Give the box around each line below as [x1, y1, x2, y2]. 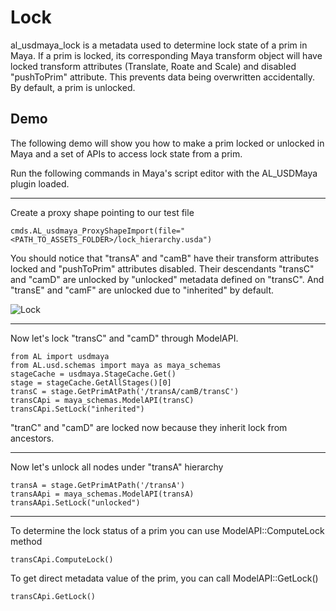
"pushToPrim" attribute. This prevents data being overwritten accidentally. [10, 71, 316, 83]
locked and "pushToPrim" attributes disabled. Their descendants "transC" [10, 262, 315, 275]
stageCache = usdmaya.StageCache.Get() [10, 369, 177, 379]
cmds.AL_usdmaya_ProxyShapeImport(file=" [10, 226, 186, 236]
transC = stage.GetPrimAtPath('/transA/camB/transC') [10, 386, 240, 396]
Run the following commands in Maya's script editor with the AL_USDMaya [10, 167, 318, 179]
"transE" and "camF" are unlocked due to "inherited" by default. [10, 284, 275, 296]
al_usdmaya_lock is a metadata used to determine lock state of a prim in [10, 39, 308, 51]
